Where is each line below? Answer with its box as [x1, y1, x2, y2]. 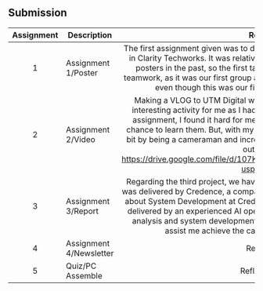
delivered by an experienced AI [127, 206, 242, 216]
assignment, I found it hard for [132, 114, 243, 125]
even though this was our [155, 82, 248, 93]
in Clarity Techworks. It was [128, 53, 231, 64]
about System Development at [124, 195, 236, 206]
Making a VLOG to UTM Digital [134, 94, 247, 105]
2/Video [66, 133, 95, 144]
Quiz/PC [66, 260, 97, 271]
